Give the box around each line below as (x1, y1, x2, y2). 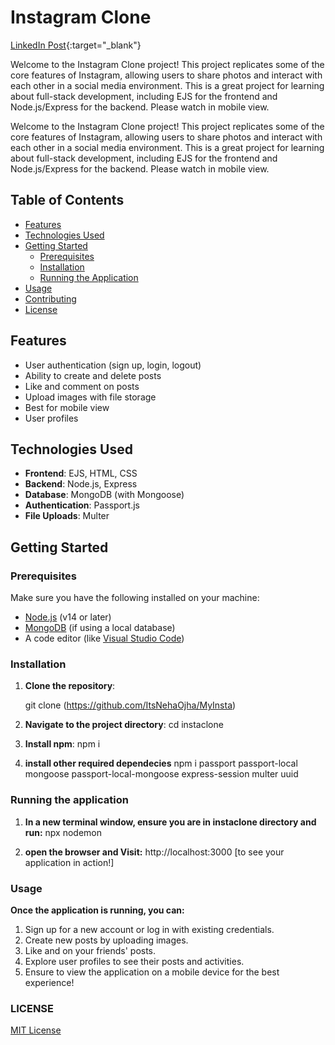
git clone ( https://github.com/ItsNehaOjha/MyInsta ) (24, 699, 237, 711)
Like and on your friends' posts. (24, 944, 157, 956)
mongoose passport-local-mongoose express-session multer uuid (24, 768, 299, 780)
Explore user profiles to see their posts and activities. (24, 955, 245, 967)
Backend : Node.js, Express (24, 478, 138, 490)
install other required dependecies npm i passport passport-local (24, 757, 298, 770)
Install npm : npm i (24, 738, 101, 750)
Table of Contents (10, 192, 125, 209)
